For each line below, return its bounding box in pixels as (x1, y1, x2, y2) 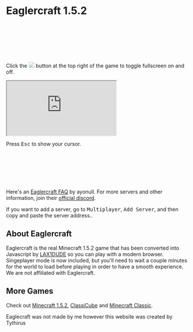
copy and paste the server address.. (6, 212, 93, 219)
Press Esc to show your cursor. (6, 140, 82, 147)
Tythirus (6, 319, 26, 326)
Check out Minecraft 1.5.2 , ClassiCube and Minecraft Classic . (6, 302, 153, 309)
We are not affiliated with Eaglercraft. (6, 269, 95, 276)
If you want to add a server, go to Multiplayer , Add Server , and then (6, 206, 179, 213)
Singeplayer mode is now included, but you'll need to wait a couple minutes (6, 257, 188, 264)
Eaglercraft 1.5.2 (6, 4, 87, 18)
